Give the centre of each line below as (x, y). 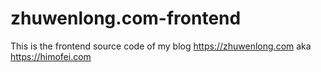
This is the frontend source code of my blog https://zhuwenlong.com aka (161, 46)
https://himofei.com (51, 56)
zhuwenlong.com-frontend (126, 18)
